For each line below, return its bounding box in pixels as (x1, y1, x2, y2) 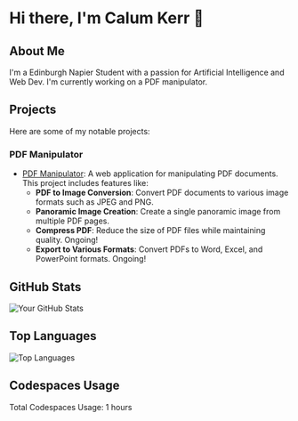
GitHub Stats (9, 279, 82, 295)
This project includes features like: (21, 178, 149, 189)
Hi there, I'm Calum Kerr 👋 (9, 8, 205, 28)
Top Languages (9, 328, 97, 344)
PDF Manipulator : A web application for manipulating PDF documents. (21, 168, 278, 179)
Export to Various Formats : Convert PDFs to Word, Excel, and (35, 244, 263, 255)
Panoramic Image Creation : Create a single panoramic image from (35, 206, 281, 217)
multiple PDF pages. (35, 215, 109, 226)
